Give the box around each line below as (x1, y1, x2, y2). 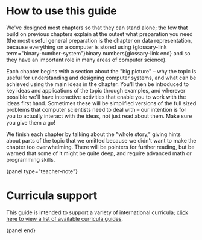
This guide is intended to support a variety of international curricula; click (6, 209, 189, 216)
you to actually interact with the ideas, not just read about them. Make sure (6, 112, 192, 120)
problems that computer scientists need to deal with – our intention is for (6, 106, 187, 113)
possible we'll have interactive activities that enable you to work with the (6, 93, 186, 100)
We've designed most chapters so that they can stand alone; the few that (6, 24, 188, 31)
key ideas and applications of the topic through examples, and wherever (6, 87, 186, 94)
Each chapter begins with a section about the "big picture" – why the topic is (6, 67, 197, 75)
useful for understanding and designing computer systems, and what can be (6, 74, 197, 81)
